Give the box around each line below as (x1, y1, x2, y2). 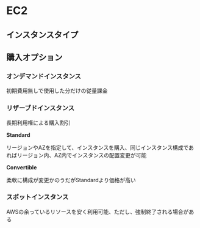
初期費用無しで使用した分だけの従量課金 (6, 87, 108, 95)
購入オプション (6, 52, 63, 62)
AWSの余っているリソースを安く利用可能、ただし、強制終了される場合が (6, 208, 189, 215)
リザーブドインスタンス (6, 104, 75, 112)
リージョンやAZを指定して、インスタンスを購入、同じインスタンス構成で (6, 144, 189, 151)
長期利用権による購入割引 (6, 119, 71, 126)
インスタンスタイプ (6, 29, 79, 40)
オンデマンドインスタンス (6, 72, 81, 80)
